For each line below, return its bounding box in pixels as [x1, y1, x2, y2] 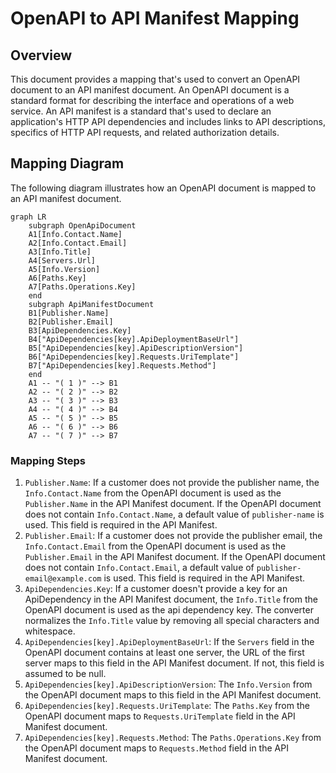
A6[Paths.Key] [28, 273, 87, 283]
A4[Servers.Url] [28, 255, 97, 266]
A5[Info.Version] [28, 264, 101, 274]
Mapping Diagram [10, 155, 125, 172]
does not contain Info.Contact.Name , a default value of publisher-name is [24, 508, 325, 521]
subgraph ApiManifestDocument [28, 299, 155, 309]
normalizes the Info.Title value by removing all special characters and [24, 615, 320, 627]
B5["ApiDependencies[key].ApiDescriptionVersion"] [28, 343, 244, 353]
